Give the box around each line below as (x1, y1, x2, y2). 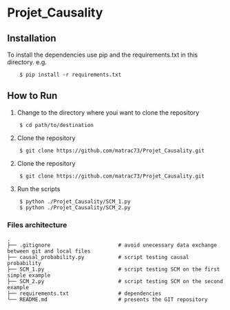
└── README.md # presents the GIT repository (7, 296, 208, 303)
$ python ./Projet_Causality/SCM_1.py (19, 198, 131, 205)
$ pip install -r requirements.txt (19, 71, 122, 78)
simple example (7, 272, 51, 279)
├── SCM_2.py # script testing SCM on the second (7, 278, 224, 285)
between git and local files (7, 248, 91, 255)
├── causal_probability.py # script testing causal (7, 254, 189, 261)
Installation (7, 32, 56, 44)
